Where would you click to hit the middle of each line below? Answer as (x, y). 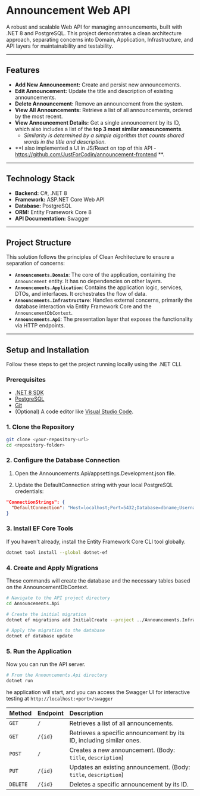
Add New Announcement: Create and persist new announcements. (98, 85)
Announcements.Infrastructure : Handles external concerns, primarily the (104, 300)
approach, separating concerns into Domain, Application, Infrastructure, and (100, 39)
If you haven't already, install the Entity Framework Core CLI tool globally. (96, 541)
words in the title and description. (65, 141)
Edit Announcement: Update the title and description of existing (94, 91)
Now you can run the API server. (46, 664)
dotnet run (20, 681)
